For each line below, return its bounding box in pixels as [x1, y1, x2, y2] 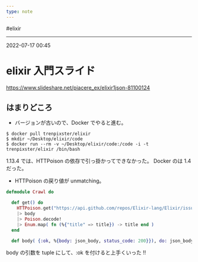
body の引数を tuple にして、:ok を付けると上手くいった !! [6, 249, 146, 256]
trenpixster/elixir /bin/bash [6, 147, 81, 152]
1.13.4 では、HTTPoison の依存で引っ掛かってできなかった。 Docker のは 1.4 [6, 157, 192, 165]
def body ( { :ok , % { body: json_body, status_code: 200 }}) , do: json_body [11, 238, 194, 244]
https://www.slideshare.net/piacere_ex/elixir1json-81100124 [6, 84, 150, 91]
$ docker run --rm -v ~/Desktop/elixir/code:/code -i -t [6, 141, 149, 147]
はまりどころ [6, 102, 53, 112]
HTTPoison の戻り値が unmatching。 [14, 177, 105, 184]
